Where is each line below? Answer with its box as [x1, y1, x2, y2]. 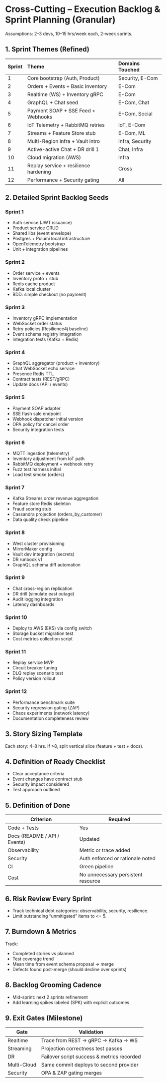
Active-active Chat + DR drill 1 [27, 146, 99, 153]
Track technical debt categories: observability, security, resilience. [12, 908, 149, 914]
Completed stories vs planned [12, 950, 74, 956]
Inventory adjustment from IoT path [12, 456, 85, 462]
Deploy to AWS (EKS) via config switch [12, 625, 92, 631]
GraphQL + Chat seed [27, 99, 79, 106]
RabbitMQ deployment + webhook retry [12, 461, 93, 467]
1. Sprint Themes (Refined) [5, 45, 89, 53]
